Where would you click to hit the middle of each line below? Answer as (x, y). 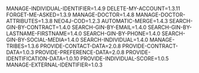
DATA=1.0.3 (20, 52)
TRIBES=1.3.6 (23, 46)
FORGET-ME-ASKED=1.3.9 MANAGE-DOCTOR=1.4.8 (70, 15)
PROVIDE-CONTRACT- (150, 46)
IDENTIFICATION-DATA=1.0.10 (42, 59)
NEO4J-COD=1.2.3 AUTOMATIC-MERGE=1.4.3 (111, 21)
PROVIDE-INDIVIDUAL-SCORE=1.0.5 (124, 59)
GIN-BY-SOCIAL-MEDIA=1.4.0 (42, 40)
